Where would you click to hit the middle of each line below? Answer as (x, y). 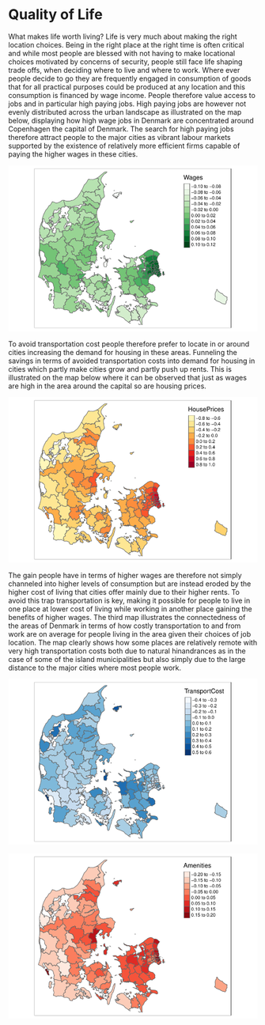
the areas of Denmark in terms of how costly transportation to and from (125, 626)
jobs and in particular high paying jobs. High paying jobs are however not (127, 104)
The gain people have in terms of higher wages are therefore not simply (125, 576)
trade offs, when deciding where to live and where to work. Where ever (124, 70)
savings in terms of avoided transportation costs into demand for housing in (132, 361)
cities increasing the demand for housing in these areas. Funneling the (123, 352)
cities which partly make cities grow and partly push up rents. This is (120, 369)
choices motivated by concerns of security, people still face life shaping (125, 62)
